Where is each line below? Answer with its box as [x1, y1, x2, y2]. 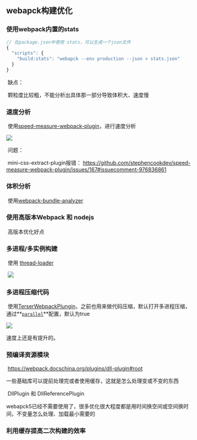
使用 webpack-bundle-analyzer [7, 197, 84, 204]
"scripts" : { [11, 50, 44, 56]
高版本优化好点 [7, 228, 45, 235]
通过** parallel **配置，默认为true [6, 311, 90, 318]
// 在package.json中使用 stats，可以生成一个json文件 [6, 39, 131, 45]
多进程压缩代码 [6, 288, 50, 297]
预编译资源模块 [6, 351, 50, 359]
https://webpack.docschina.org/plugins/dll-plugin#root [7, 364, 143, 372]
